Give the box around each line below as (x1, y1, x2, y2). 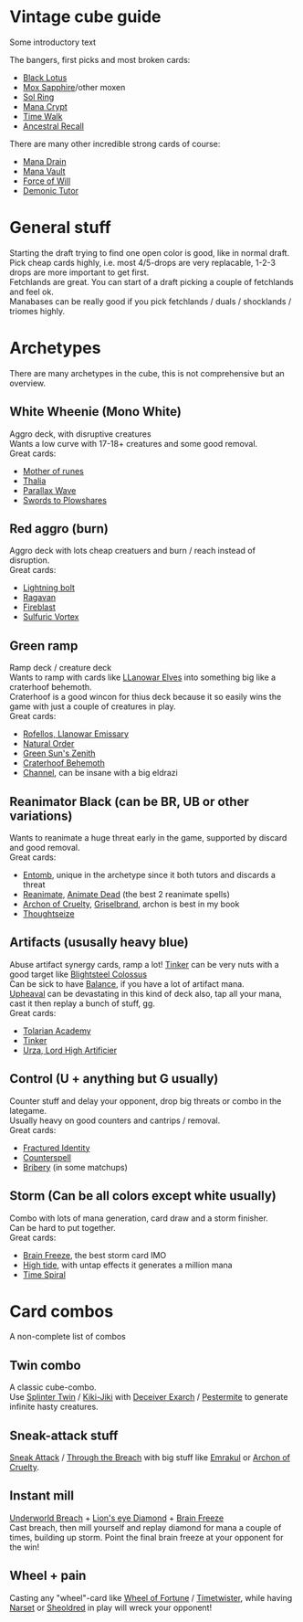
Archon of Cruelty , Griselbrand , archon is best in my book (22, 898, 240, 910)
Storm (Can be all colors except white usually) (9, 1188, 277, 1203)
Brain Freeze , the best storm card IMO (22, 1249, 167, 1260)
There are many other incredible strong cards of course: (9, 138, 221, 149)
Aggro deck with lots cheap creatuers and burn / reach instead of (9, 546, 256, 557)
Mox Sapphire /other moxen (22, 81, 126, 92)
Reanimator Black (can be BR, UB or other (9, 793, 249, 810)
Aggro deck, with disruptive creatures (9, 428, 152, 440)
